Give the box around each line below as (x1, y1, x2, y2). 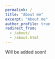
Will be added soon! (5, 48, 46, 55)
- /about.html (9, 35, 39, 40)
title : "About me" (5, 12, 43, 17)
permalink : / (5, 7, 32, 12)
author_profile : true (5, 21, 50, 26)
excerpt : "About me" (5, 16, 48, 21)
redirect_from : (5, 26, 37, 31)
